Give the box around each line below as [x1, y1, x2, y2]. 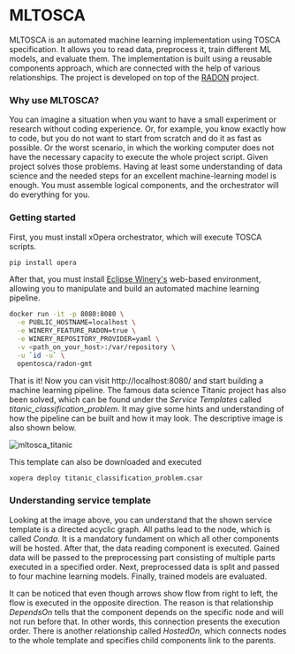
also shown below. [9, 422, 77, 433]
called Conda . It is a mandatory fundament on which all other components [9, 533, 280, 544]
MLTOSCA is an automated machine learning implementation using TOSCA [9, 34, 281, 45]
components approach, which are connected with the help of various [9, 63, 261, 73]
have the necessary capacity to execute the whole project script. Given [9, 152, 269, 163]
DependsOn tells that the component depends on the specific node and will [9, 606, 284, 617]
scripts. [9, 240, 37, 252]
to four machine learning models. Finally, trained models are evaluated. [9, 571, 268, 582]
